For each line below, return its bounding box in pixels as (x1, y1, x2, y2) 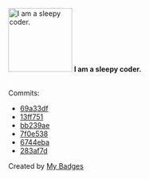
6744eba (19, 138, 50, 146)
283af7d (19, 146, 48, 155)
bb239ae (19, 121, 50, 130)
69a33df (19, 103, 49, 113)
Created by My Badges (8, 161, 84, 170)
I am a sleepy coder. (73, 64, 142, 74)
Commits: (8, 88, 40, 98)
